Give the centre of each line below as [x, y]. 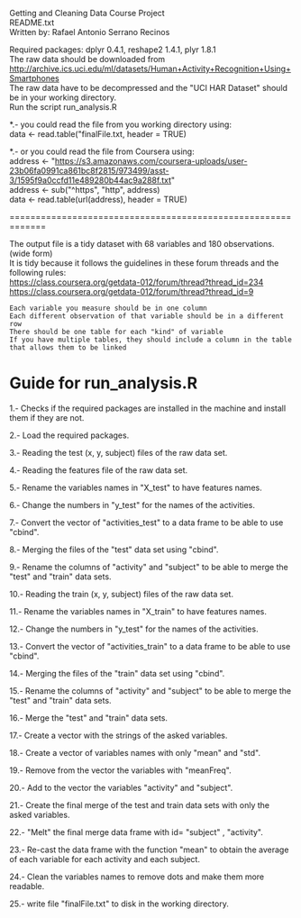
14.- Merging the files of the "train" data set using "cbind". [117, 673]
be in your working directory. [63, 97]
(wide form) [31, 253]
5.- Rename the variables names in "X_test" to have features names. [136, 487]
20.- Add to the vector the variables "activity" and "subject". [121, 787]
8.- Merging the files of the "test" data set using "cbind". [114, 550]
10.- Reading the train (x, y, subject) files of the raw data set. [122, 594]
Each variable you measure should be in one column [108, 308]
